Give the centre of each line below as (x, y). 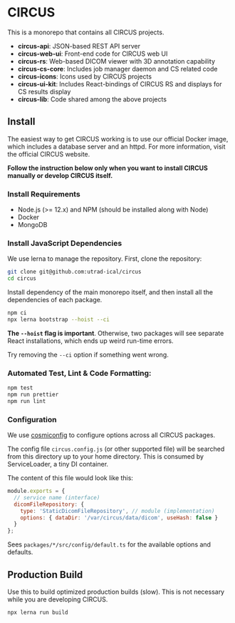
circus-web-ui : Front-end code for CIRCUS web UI (93, 54)
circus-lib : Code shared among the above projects (92, 99)
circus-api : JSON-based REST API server (79, 46)
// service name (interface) (57, 497)
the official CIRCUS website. (49, 154)
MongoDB (32, 225)
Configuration (32, 419)
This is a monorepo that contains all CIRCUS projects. (86, 32)
